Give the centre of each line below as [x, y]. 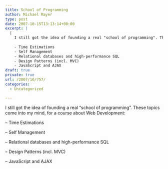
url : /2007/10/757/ [25, 79]
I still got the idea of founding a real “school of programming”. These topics [82, 107]
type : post [16, 19]
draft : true [17, 70]
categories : [17, 84]
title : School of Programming [37, 10]
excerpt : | [16, 28]
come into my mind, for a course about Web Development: [65, 112]
